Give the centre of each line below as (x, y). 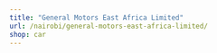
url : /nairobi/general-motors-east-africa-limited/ (108, 26)
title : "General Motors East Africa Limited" (96, 18)
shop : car (28, 34)
